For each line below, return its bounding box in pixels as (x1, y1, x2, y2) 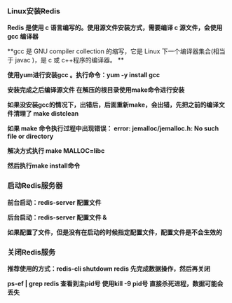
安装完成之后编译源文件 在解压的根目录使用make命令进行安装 (7, 86, 185, 94)
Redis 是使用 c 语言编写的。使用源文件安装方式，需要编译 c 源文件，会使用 (7, 23, 223, 32)
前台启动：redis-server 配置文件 (7, 198, 102, 206)
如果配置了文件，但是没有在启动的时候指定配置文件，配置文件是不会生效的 (7, 228, 222, 236)
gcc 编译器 (7, 32, 39, 41)
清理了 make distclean (13, 109, 79, 118)
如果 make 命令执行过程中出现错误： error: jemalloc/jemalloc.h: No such (7, 124, 219, 133)
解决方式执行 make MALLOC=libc (7, 147, 105, 155)
